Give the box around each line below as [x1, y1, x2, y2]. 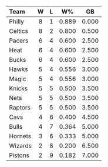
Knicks [9, 85, 28, 92]
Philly [9, 18, 25, 25]
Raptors [9, 103, 31, 111]
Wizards [9, 142, 32, 149]
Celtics [9, 27, 28, 35]
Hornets [9, 132, 32, 140]
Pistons [9, 151, 30, 159]
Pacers [9, 36, 29, 45]
